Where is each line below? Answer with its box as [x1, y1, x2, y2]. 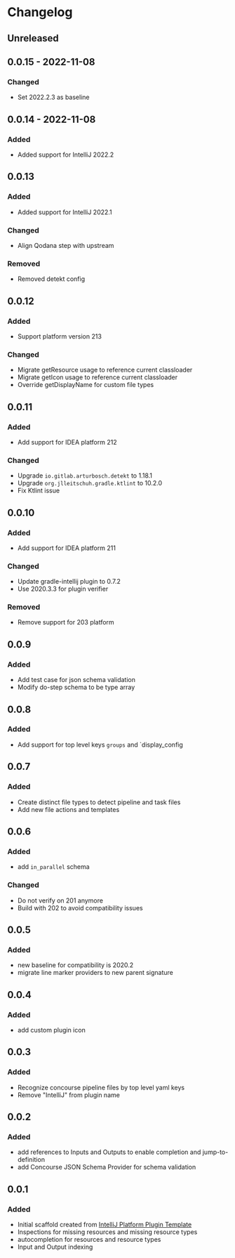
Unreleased [7, 32, 60, 44]
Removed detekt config [17, 275, 86, 283]
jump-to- [202, 1148, 229, 1156]
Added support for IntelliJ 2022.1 [17, 208, 112, 216]
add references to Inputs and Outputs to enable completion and [17, 1148, 201, 1156]
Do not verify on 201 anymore [17, 896, 104, 905]
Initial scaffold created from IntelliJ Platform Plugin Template [17, 1220, 192, 1228]
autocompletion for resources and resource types [17, 1235, 161, 1243]
